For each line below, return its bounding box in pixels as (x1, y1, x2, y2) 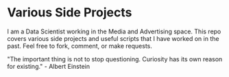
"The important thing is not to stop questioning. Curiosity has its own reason (7, 55, 223, 63)
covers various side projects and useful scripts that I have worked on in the (7, 34, 219, 42)
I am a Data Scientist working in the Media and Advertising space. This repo (7, 27, 221, 35)
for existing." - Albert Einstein (7, 62, 91, 70)
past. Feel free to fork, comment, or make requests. (7, 42, 153, 50)
